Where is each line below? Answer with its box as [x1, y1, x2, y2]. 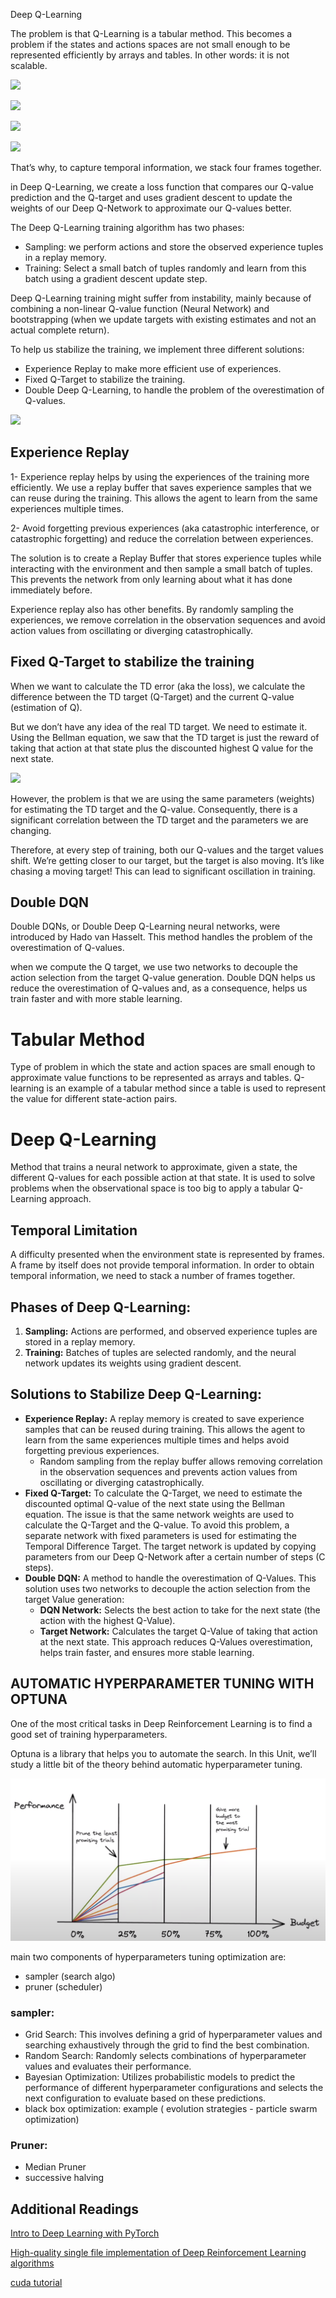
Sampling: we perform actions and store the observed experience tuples [24, 241, 324, 253]
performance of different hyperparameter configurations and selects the [24, 2081, 324, 2093]
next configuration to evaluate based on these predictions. [24, 2092, 267, 2104]
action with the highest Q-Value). [39, 1614, 176, 1626]
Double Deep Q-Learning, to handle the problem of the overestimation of [24, 384, 325, 396]
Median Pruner [24, 2161, 87, 2173]
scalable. [10, 60, 48, 71]
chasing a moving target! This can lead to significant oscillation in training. [10, 865, 316, 877]
